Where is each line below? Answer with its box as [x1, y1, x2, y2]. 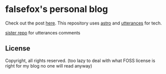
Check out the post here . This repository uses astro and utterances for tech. [5, 20, 162, 26]
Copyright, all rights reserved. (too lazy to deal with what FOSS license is [5, 57, 155, 63]
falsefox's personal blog [5, 3, 108, 15]
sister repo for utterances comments [5, 29, 81, 35]
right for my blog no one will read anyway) [5, 62, 92, 68]
